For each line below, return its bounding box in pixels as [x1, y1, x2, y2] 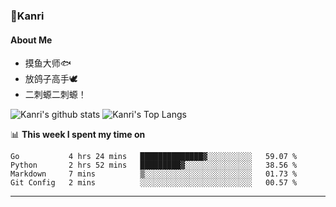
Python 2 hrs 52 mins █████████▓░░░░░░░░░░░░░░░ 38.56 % [10, 160, 298, 171]
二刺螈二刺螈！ [24, 89, 87, 101]
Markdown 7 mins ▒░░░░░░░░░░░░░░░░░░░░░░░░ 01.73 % [10, 169, 298, 179]
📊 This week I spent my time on [10, 129, 146, 141]
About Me [10, 34, 53, 46]
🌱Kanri [10, 9, 45, 23]
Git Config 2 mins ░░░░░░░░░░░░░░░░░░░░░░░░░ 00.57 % [10, 178, 298, 188]
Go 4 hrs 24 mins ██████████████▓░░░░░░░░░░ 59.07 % [10, 152, 298, 162]
